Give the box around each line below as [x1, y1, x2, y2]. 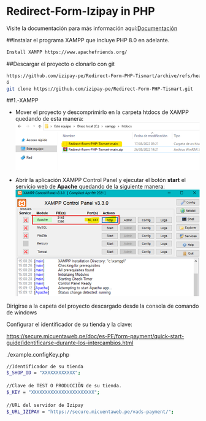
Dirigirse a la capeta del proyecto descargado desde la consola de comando [6, 302, 199, 309]
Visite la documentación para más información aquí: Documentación [6, 25, 178, 32]
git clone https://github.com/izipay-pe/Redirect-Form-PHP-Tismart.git [6, 86, 193, 92]
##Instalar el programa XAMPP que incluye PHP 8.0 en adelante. [6, 36, 170, 44]
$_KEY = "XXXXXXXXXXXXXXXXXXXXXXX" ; [6, 389, 100, 396]
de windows [6, 308, 37, 316]
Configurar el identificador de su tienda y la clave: [6, 320, 133, 328]
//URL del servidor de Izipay [6, 402, 84, 408]
